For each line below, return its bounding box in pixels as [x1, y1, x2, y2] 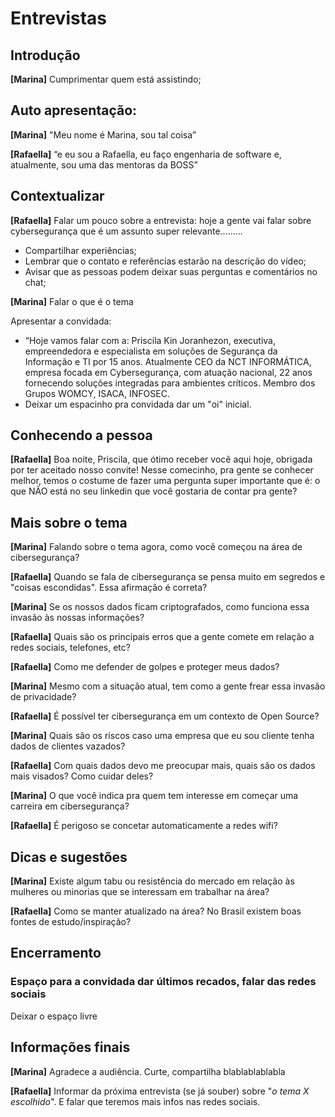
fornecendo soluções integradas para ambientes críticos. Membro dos [24, 377, 316, 389]
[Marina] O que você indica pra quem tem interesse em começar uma [10, 790, 299, 802]
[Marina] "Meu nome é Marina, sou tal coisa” [10, 128, 197, 141]
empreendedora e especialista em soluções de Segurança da [24, 345, 278, 357]
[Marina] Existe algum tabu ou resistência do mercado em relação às [10, 875, 295, 887]
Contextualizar [10, 188, 105, 205]
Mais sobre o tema [10, 514, 128, 531]
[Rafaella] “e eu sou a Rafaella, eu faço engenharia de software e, [10, 148, 282, 160]
